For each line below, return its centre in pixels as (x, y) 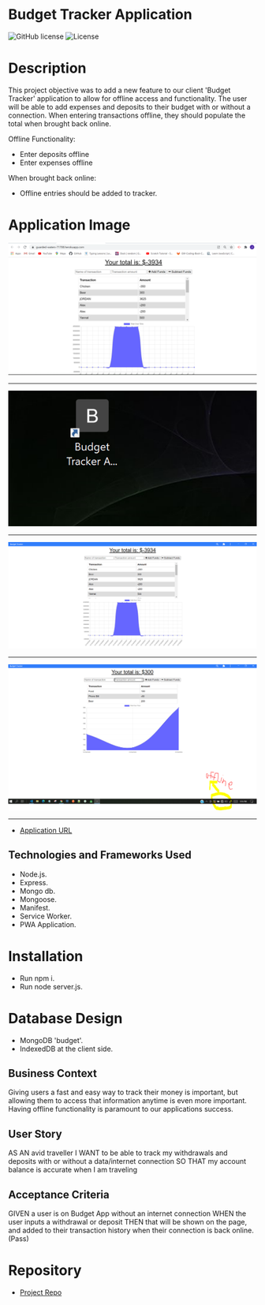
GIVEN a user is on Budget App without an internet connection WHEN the (127, 1213)
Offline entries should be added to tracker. (88, 193)
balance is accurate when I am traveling (73, 1170)
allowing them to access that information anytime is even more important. (127, 1101)
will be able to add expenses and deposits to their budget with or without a (129, 107)
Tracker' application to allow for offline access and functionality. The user (128, 98)
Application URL (46, 830)
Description (47, 68)
